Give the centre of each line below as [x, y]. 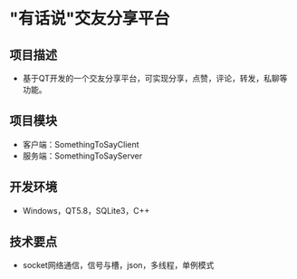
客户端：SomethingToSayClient [81, 144]
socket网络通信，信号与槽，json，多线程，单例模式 [118, 265]
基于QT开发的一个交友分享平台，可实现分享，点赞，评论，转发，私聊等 [155, 78]
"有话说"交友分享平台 [90, 19]
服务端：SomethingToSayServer [82, 156]
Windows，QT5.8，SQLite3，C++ [86, 210]
